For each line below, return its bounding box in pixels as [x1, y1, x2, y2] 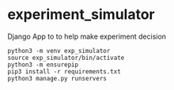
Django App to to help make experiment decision [7, 32, 167, 41]
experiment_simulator [7, 6, 155, 24]
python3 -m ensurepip [7, 61, 79, 69]
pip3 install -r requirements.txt [7, 67, 122, 76]
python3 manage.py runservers [7, 74, 108, 82]
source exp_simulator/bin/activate [7, 54, 125, 62]
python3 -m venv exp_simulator [7, 47, 111, 54]
